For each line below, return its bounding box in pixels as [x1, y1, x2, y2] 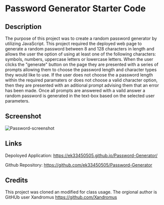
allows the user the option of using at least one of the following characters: [5, 51, 156, 57]
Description [5, 23, 42, 31]
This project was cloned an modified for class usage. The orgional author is [5, 189, 158, 195]
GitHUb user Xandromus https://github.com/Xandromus [5, 194, 117, 200]
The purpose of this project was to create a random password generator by [5, 35, 157, 41]
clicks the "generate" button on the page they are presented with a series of [5, 62, 159, 67]
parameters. [5, 98, 30, 103]
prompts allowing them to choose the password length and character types [5, 67, 157, 73]
